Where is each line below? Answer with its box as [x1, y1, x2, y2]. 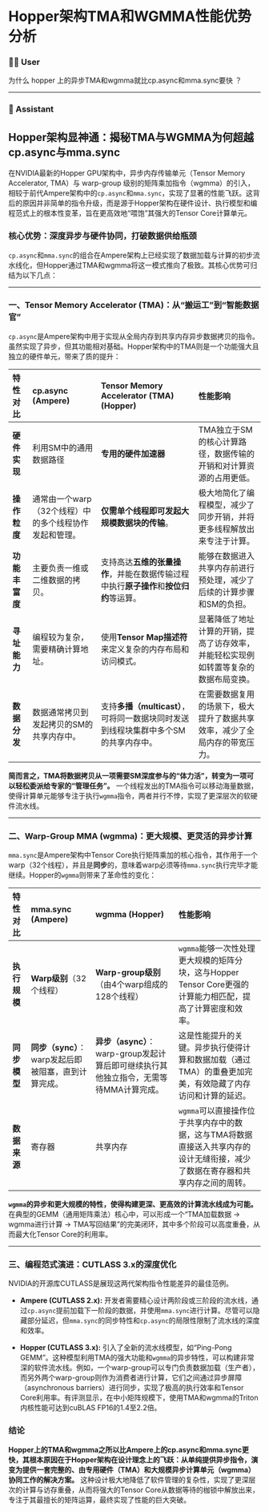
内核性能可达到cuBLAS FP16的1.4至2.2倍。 [19, 1403, 162, 1413]
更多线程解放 [198, 523, 247, 534]
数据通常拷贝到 [32, 706, 90, 718]
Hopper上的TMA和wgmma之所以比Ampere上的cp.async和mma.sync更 [8, 1445, 250, 1454]
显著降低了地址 [198, 613, 255, 625]
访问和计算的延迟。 [179, 1090, 251, 1102]
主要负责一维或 [32, 562, 90, 573]
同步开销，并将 [198, 511, 255, 522]
